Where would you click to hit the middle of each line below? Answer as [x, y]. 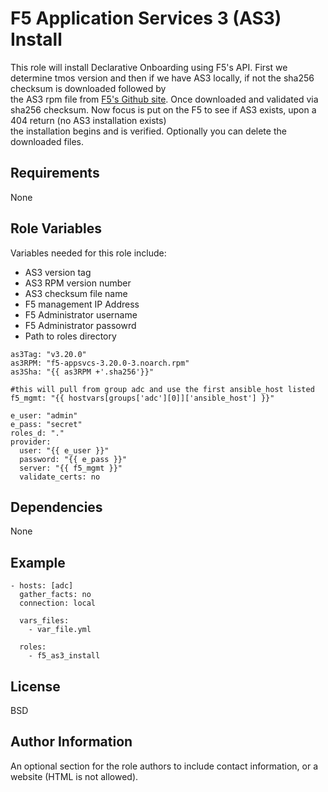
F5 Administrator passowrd [80, 325]
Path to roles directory [70, 336]
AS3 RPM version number [78, 283]
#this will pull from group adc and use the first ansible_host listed [162, 389]
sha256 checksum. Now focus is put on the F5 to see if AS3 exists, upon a [163, 109]
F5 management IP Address [82, 304]
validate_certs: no [60, 477]
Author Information [71, 742]
